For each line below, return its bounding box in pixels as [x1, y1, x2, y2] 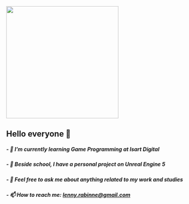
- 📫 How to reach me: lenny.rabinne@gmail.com [6, 191, 130, 199]
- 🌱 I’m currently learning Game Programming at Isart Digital [6, 145, 160, 153]
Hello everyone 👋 [6, 129, 71, 139]
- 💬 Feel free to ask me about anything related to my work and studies [6, 176, 184, 183]
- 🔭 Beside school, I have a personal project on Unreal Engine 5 [6, 161, 166, 168]
